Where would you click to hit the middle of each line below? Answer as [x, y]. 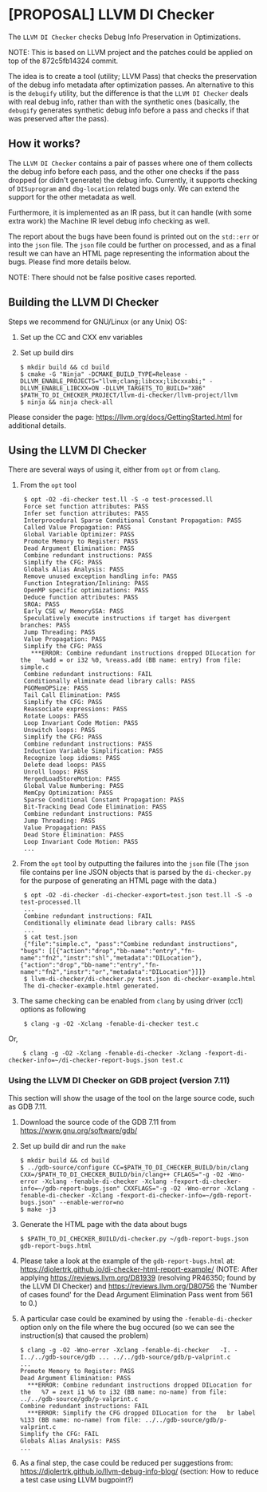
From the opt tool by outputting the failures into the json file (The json [134, 864]
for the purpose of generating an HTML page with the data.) [118, 881]
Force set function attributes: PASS [86, 507]
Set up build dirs [47, 352]
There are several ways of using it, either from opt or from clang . [114, 469]
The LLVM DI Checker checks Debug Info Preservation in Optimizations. [125, 37]
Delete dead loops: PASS [65, 765]
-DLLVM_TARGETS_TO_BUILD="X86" [154, 388]
